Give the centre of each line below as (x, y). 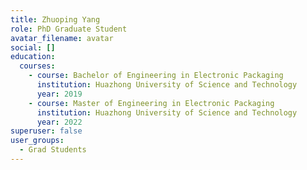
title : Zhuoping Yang (55, 19)
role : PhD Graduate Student (69, 29)
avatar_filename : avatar (62, 38)
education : (33, 57)
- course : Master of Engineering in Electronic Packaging (151, 103)
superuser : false (46, 131)
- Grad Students (53, 150)
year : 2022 (59, 122)
